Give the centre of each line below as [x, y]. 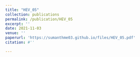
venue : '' [16, 33]
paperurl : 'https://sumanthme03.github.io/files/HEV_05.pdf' [71, 38]
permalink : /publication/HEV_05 [39, 19]
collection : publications [32, 14]
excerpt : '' [18, 24]
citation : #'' [20, 42]
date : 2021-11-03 [23, 28]
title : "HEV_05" [22, 10]
